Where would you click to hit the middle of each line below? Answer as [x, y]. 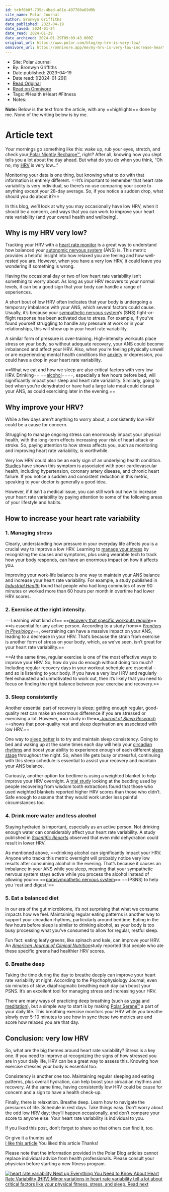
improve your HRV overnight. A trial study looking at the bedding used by [81, 781]
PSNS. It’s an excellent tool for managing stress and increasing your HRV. [81, 991]
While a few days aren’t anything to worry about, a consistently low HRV [80, 419]
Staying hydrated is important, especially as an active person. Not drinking [82, 827]
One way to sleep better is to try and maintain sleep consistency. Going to [82, 739]
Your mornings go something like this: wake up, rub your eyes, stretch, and [83, 149]
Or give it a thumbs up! [29, 1138]
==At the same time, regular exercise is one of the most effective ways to [81, 657]
